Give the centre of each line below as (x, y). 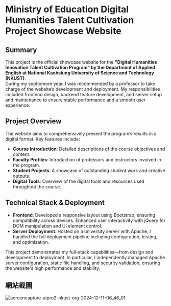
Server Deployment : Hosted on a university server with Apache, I (82, 231)
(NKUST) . (16, 78)
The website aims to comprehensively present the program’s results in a (81, 133)
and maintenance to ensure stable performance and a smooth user (76, 100)
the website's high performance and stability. (53, 268)
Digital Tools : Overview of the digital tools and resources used (78, 181)
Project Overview (33, 121)
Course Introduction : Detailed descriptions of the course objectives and (89, 149)
